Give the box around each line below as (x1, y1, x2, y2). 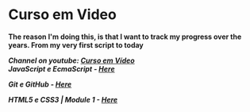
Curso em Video (8, 6, 117, 24)
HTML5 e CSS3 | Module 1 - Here (8, 95, 118, 104)
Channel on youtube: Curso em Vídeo (8, 56, 135, 65)
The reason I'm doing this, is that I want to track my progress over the (8, 32, 242, 41)
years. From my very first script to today (8, 40, 144, 49)
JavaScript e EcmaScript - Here (8, 64, 115, 73)
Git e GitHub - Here (8, 79, 72, 89)
